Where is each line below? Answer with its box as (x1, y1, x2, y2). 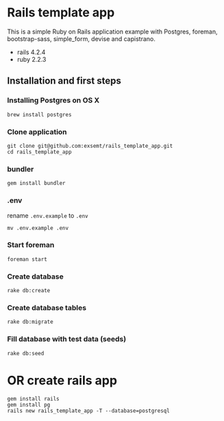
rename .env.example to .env (7, 211, 88, 220)
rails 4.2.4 (16, 48, 46, 56)
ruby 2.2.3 (16, 55, 47, 63)
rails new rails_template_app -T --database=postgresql (7, 407, 170, 414)
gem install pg (7, 401, 51, 408)
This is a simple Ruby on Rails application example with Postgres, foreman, (7, 27, 218, 36)
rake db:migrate (7, 318, 53, 326)
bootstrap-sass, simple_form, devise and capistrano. (7, 34, 155, 42)
